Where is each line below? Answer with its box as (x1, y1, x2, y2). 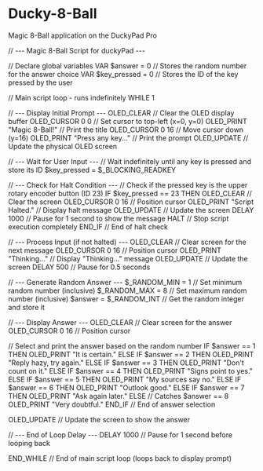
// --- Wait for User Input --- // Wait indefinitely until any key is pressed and (8, 156, 252, 166)
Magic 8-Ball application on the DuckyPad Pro (8, 31, 157, 40)
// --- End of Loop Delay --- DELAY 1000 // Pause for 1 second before (8, 429, 233, 440)
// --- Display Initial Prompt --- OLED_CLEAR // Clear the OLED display (8, 108, 235, 118)
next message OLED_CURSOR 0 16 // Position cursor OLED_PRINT (8, 245, 222, 255)
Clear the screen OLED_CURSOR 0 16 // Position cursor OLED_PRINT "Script (8, 197, 254, 206)
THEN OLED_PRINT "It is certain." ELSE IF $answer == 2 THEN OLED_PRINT (8, 349, 254, 359)
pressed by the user (8, 78, 73, 87)
